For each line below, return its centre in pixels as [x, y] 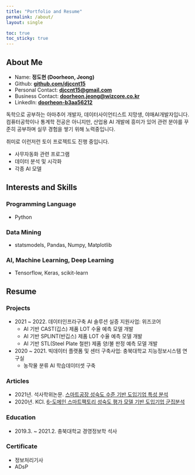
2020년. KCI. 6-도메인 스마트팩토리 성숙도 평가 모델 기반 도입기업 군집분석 [100, 402]
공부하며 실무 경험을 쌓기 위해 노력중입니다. [66, 129]
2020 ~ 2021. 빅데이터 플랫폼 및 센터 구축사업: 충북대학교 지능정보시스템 [98, 351]
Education [21, 418]
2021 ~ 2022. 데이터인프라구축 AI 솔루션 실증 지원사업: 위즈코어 [88, 321]
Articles [18, 381]
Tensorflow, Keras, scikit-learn [51, 273]
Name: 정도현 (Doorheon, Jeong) [54, 77]
